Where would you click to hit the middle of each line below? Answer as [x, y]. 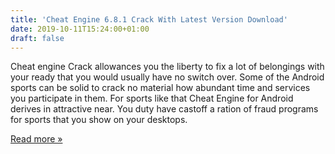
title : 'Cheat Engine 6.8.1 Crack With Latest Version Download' [149, 19]
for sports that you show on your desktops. [99, 120]
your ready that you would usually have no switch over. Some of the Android [167, 77]
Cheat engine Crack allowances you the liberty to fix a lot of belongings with [167, 67]
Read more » [36, 139]
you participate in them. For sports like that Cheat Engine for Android [152, 98]
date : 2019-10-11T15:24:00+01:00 [80, 29]
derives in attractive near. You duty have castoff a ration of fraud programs [164, 109]
